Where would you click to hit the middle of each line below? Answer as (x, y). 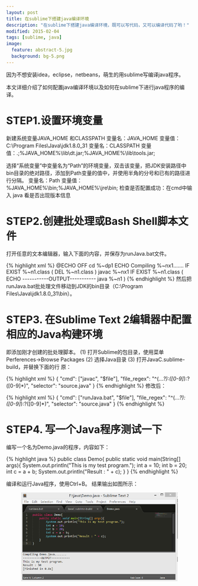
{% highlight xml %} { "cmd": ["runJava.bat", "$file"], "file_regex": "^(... (93, 397)
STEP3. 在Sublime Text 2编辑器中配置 (99, 319)
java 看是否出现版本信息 (42, 195)
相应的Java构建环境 (54, 334)
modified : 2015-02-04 (33, 31)
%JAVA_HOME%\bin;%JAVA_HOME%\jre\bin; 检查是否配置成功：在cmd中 (97, 188)
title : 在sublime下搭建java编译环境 (48, 19)
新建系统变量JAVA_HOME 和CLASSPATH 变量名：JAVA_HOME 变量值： (93, 138)
